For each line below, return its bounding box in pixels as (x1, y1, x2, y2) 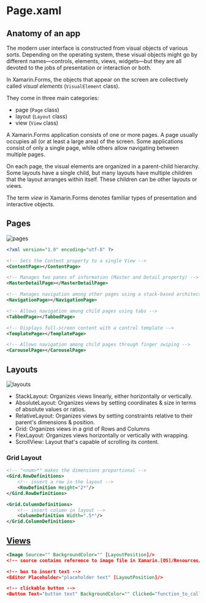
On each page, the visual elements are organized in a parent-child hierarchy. (6, 163, 200, 169)
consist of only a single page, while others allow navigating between (6, 144, 179, 151)
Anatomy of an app (6, 28, 81, 39)
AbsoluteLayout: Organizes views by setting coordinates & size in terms (15, 399, 196, 406)
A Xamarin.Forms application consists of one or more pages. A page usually (6, 131, 198, 138)
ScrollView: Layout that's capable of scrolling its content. (15, 438, 159, 445)
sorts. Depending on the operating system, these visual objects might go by (6, 51, 198, 58)
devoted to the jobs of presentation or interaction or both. (6, 64, 152, 71)
